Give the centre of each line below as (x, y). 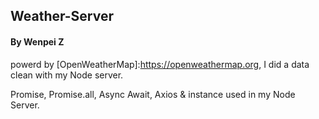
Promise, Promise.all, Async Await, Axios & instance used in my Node (153, 94)
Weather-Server (62, 16)
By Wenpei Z (37, 41)
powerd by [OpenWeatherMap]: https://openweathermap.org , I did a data (160, 64)
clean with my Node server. (67, 75)
